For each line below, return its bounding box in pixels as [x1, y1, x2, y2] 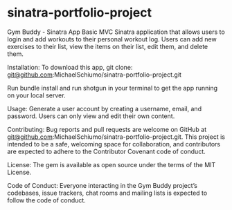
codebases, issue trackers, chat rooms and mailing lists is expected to [7, 189, 208, 197]
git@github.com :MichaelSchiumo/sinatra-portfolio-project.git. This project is [7, 133, 225, 141]
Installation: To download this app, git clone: [7, 63, 133, 71]
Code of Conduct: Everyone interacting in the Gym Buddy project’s [7, 181, 197, 189]
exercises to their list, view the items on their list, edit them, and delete [7, 42, 208, 50]
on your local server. [7, 91, 66, 99]
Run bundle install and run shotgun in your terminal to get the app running [7, 84, 218, 92]
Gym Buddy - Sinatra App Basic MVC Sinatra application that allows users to [7, 28, 225, 36]
